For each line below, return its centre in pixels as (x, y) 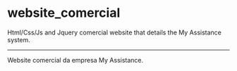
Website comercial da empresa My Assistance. (75, 60)
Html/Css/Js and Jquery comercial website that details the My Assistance (115, 32)
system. (19, 39)
